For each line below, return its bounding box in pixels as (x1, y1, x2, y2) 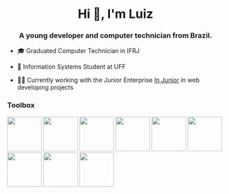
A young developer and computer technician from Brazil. (19, 31, 212, 41)
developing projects (17, 83, 74, 91)
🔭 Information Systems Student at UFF (17, 63, 126, 71)
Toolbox (7, 100, 35, 110)
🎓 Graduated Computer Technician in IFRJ (17, 47, 140, 55)
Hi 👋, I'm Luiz (78, 6, 153, 22)
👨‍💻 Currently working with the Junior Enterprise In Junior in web (17, 76, 200, 85)
